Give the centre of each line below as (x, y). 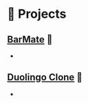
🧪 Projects (37, 14)
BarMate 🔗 (30, 39)
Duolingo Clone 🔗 (45, 77)
